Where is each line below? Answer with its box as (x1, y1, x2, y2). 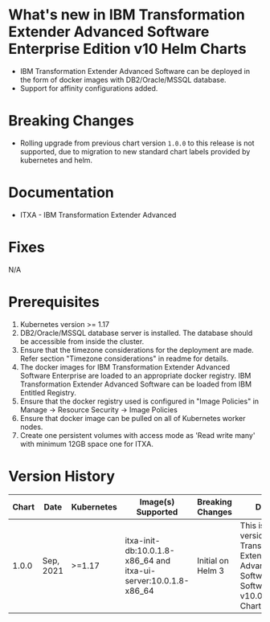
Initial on (196, 554, 229, 566)
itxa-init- (125, 534, 161, 546)
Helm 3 (196, 565, 225, 576)
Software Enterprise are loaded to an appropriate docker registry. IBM (19, 370, 252, 380)
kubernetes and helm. (19, 155, 93, 165)
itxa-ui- (125, 565, 157, 576)
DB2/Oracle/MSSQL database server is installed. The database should (19, 328, 253, 338)
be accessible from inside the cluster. (19, 336, 145, 346)
